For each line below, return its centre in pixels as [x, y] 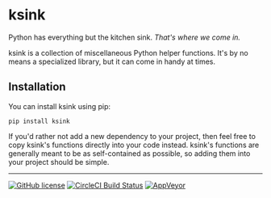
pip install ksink [39, 121]
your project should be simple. [59, 162]
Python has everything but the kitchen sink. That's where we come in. [124, 37]
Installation [37, 87]
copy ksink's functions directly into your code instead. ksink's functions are [134, 145]
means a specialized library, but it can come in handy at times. [112, 61]
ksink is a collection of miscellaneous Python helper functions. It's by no [128, 53]
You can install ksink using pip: [60, 106]
